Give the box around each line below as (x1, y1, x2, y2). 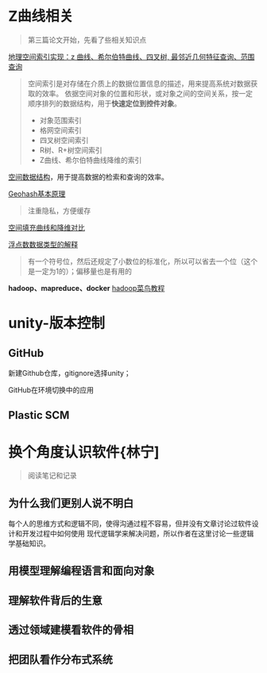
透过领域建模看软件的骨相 (8, 623, 133, 636)
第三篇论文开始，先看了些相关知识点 (27, 35, 147, 44)
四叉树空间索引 (39, 135, 89, 145)
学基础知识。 (8, 539, 50, 548)
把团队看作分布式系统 (8, 652, 113, 666)
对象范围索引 (39, 115, 82, 125)
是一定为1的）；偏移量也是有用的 (27, 266, 133, 276)
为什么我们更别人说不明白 (8, 496, 133, 509)
